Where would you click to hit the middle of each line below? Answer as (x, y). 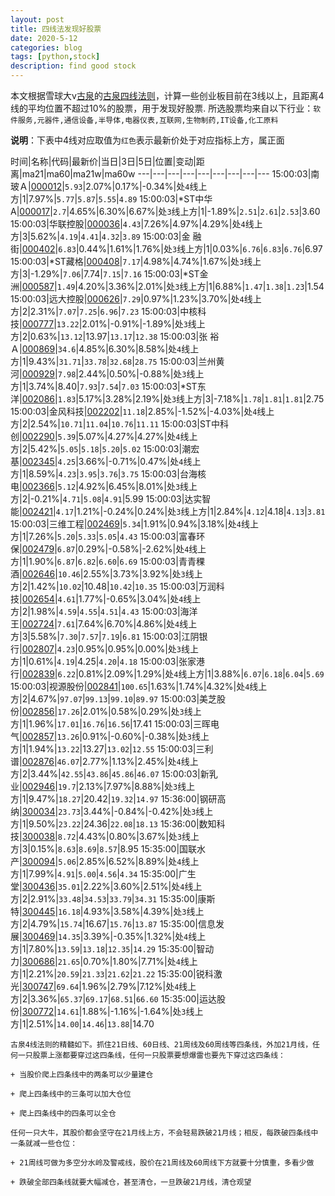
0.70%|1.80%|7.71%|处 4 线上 (140, 961)
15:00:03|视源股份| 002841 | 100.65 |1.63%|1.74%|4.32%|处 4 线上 (139, 686)
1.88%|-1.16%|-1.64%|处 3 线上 (142, 1011)
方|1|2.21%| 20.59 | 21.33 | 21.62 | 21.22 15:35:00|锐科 (112, 974)
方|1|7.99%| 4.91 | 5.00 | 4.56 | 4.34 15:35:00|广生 (103, 874)
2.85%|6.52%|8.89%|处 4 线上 (139, 861)
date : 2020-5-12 (44, 38)
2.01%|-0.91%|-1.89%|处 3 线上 (143, 324)
